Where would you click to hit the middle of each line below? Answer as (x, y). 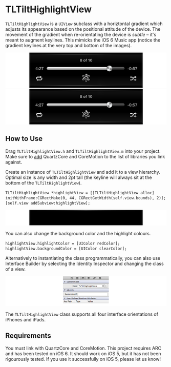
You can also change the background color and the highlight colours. (78, 234)
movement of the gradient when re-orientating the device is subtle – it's (81, 34)
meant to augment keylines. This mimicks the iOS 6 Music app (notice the (83, 40)
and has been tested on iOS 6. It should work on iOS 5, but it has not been (83, 353)
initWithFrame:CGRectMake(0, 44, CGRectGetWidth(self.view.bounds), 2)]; (86, 198)
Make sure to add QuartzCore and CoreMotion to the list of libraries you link (85, 156)
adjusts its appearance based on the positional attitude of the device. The (83, 29)
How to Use (24, 139)
